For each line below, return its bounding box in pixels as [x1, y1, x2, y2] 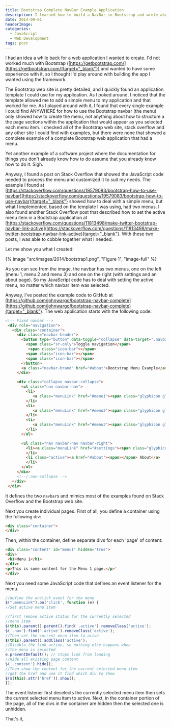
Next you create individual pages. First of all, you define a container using [5, 508, 160, 514]
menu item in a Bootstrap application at [5, 214, 88, 220]
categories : [5, 27, 31, 32]
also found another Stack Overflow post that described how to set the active [5, 209, 165, 215]
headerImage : [5, 21, 33, 27]
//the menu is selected [5, 647, 56, 653]
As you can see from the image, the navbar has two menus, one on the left [5, 266, 162, 272]
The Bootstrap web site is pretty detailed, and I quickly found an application [5, 86, 164, 92]
